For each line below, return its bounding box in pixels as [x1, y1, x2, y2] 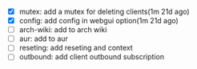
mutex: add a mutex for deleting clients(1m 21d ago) [18, 7, 190, 16]
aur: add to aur [18, 34, 69, 43]
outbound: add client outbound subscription [18, 52, 165, 62]
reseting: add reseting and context [18, 43, 133, 53]
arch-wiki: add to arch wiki [18, 25, 107, 34]
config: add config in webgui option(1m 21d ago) [18, 16, 179, 26]
